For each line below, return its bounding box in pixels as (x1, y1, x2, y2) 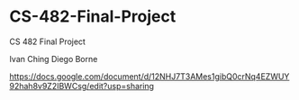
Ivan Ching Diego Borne (9, 53, 98, 64)
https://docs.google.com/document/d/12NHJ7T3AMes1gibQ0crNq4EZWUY (9, 70, 290, 82)
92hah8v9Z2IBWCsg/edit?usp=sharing (9, 80, 155, 91)
